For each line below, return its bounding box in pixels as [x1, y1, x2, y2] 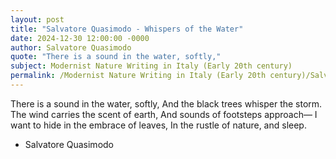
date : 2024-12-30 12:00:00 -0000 [10, 33, 150, 43]
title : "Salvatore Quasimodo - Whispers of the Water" [10, 24, 244, 34]
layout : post [10, 14, 65, 25]
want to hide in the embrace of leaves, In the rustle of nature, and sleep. [10, 119, 307, 131]
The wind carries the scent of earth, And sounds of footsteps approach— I [10, 108, 318, 120]
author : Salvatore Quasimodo [10, 42, 132, 53]
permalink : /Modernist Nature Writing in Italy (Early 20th [10, 71, 267, 81]
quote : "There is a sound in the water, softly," [10, 52, 222, 62]
